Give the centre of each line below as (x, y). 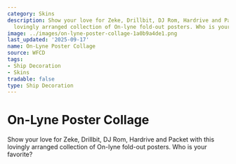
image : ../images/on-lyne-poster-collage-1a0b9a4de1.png (92, 33)
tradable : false (31, 79)
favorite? (20, 154)
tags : (15, 60)
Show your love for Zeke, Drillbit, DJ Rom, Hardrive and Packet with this (111, 139)
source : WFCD (26, 53)
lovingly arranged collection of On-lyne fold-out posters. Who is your (107, 147)
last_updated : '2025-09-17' (48, 40)
